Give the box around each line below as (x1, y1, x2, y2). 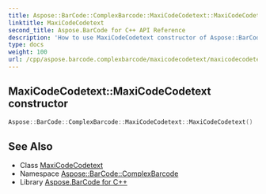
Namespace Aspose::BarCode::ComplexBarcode (19, 169, 179, 178)
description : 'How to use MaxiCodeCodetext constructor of (8, 33, 207, 42)
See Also (8, 140, 53, 153)
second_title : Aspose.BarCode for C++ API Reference (8, 26, 186, 34)
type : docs (8, 41, 44, 49)
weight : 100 (8, 48, 47, 56)
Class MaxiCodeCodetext (19, 161, 104, 170)
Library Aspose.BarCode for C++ (19, 177, 128, 187)
